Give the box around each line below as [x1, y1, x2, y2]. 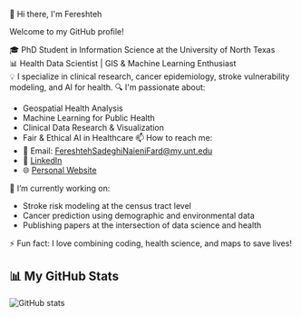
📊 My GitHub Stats [9, 269, 120, 284]
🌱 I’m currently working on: [9, 183, 111, 193]
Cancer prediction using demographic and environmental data [22, 210, 256, 221]
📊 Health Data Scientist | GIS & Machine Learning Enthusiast [9, 58, 237, 68]
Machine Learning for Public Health [22, 113, 156, 123]
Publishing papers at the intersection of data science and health [22, 220, 262, 231]
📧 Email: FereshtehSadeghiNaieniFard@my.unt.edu [22, 145, 213, 156]
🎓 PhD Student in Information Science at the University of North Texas [9, 45, 276, 54]
